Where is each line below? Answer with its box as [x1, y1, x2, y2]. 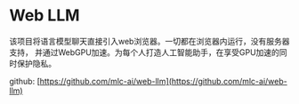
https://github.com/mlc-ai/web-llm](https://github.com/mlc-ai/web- [39, 76, 287, 86]
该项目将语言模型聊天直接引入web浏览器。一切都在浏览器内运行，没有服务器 [9, 36, 290, 46]
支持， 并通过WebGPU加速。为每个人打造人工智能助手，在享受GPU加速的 [9, 46, 280, 58]
